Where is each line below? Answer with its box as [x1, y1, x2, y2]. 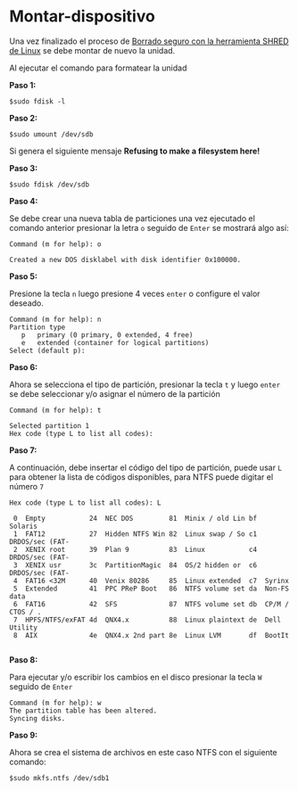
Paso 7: [9, 444, 37, 456]
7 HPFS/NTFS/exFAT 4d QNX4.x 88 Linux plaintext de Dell [12, 615, 281, 624]
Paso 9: [9, 729, 38, 740]
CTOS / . [9, 607, 42, 616]
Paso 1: [9, 79, 37, 90]
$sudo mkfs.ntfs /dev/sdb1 [9, 773, 110, 782]
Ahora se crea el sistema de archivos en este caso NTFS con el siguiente [9, 746, 278, 757]
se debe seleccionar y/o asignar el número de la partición [9, 388, 220, 399]
